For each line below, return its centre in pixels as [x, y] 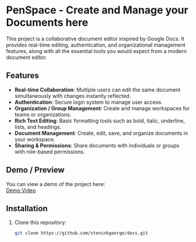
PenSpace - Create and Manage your [97, 10]
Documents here [47, 22]
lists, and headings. [38, 127]
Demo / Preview [35, 170]
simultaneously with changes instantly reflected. [73, 96]
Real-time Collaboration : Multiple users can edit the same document [97, 90]
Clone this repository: [40, 223]
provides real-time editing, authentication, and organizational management [96, 45]
